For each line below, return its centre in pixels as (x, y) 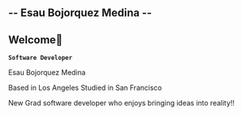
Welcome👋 (36, 40)
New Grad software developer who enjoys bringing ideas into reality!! (121, 103)
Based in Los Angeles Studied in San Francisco (85, 88)
